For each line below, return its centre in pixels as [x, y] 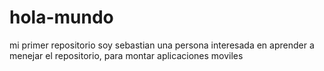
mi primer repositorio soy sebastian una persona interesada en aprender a [162, 45]
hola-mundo [61, 17]
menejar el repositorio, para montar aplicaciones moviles [126, 55]
